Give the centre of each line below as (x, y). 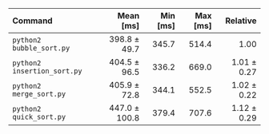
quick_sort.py (39, 117)
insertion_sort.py (47, 71)
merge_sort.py (39, 94)
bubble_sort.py (41, 48)
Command (33, 21)
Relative (241, 21)
